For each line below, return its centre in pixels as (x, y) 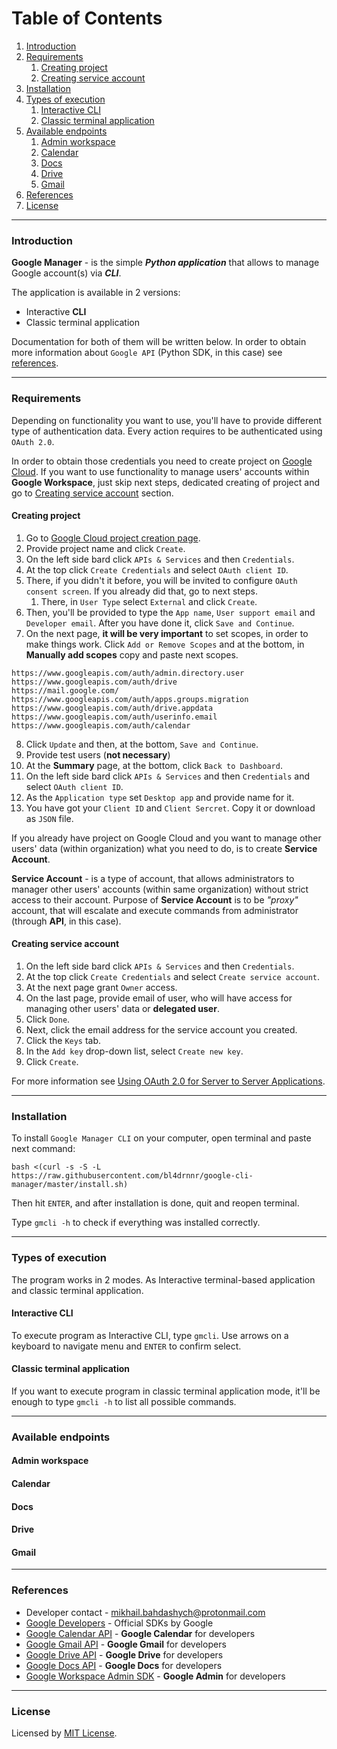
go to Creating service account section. (92, 493)
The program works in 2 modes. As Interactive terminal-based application (163, 1279)
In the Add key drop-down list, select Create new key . (134, 1051)
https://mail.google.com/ (65, 690)
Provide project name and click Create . (105, 548)
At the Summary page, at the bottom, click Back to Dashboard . (154, 765)
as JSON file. (49, 818)
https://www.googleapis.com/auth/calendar (101, 725)
